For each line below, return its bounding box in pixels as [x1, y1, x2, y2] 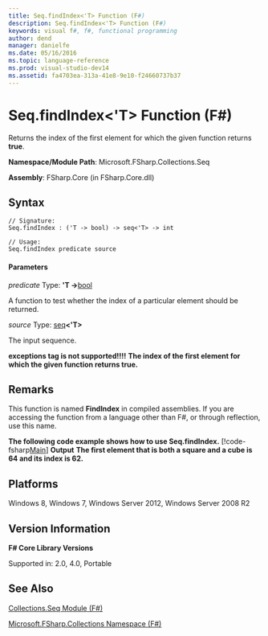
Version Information [8, 522, 111, 535]
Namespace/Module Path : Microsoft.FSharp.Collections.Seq [8, 157, 210, 166]
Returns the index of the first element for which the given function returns [8, 133, 252, 142]
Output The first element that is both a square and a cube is [50, 445, 253, 455]
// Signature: [8, 217, 56, 225]
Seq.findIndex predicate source [8, 245, 116, 253]
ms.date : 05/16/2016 [8, 49, 78, 57]
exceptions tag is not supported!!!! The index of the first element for [8, 351, 241, 360]
